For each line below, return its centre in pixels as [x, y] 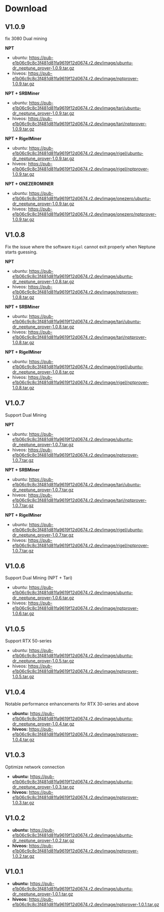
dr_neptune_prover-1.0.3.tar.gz [43, 787]
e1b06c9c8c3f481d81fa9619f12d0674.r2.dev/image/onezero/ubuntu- [82, 198]
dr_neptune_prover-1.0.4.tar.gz [43, 724]
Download [26, 9]
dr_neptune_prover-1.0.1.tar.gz [43, 894]
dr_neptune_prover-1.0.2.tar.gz [43, 840]
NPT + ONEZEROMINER [29, 184]
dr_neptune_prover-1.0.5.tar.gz [43, 661]
